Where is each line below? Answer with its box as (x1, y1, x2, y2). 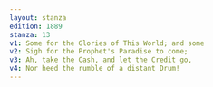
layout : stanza (9, 13, 67, 23)
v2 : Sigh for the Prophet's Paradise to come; (9, 47, 189, 56)
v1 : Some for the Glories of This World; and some (9, 38, 205, 48)
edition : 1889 (9, 22, 63, 31)
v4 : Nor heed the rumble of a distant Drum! (9, 64, 180, 73)
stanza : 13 (9, 30, 51, 39)
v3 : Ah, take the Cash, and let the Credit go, (9, 55, 193, 64)
